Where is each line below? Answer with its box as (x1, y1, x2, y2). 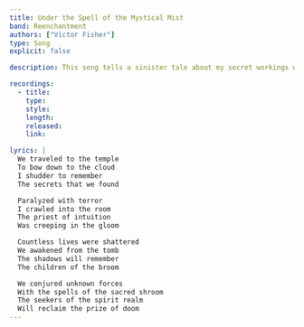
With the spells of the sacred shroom (17, 287, 165, 296)
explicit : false (9, 47, 71, 56)
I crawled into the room (17, 204, 111, 213)
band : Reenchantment (9, 22, 88, 31)
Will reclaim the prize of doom (17, 304, 140, 313)
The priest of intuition (17, 213, 111, 222)
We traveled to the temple (17, 154, 119, 163)
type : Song (9, 38, 51, 48)
